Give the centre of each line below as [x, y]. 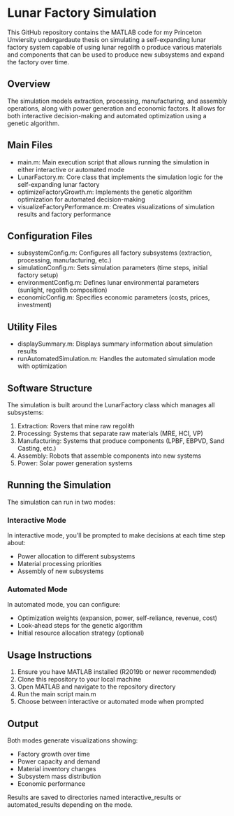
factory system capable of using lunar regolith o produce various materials [115, 47]
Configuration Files [50, 236]
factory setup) [38, 275]
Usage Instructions [50, 655]
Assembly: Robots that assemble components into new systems [109, 456]
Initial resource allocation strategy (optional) [81, 633]
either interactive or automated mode [71, 169]
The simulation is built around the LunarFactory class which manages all [111, 405]
